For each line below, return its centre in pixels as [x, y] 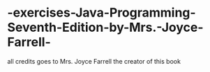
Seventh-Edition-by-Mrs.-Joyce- [105, 27]
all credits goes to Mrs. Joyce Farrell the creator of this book [94, 61]
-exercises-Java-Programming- [102, 13]
